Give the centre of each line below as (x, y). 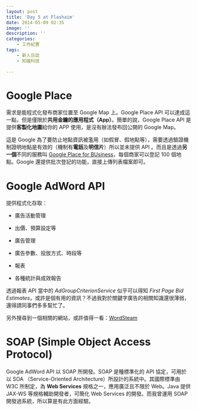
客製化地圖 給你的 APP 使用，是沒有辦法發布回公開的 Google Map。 (98, 127)
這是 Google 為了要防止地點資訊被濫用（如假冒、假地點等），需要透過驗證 (95, 140)
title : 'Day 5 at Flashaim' (41, 17)
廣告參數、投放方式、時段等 (48, 253)
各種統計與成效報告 (38, 278)
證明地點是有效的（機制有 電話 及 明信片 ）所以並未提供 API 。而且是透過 (96, 147)
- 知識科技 (28, 61)
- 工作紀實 (28, 45)
